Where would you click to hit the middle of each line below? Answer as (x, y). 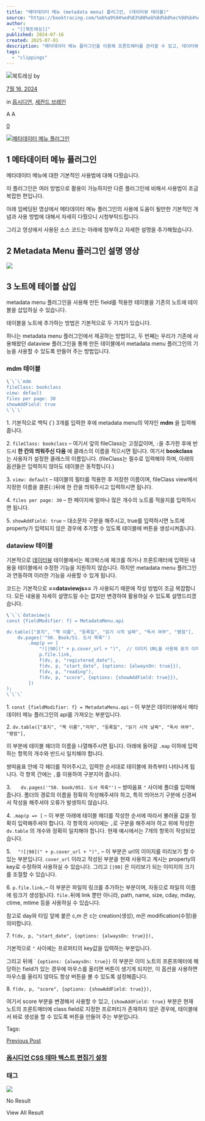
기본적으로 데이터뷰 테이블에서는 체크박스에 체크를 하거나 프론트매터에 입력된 (98, 560)
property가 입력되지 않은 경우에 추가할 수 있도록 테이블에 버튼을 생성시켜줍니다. (101, 528)
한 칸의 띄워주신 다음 (41, 451)
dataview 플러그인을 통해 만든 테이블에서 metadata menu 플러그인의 (110, 344)
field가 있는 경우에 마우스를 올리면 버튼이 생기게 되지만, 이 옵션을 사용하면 (110, 969)
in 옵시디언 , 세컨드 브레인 (36, 102)
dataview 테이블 (30, 545)
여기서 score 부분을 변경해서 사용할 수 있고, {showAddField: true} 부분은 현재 (100, 1002)
